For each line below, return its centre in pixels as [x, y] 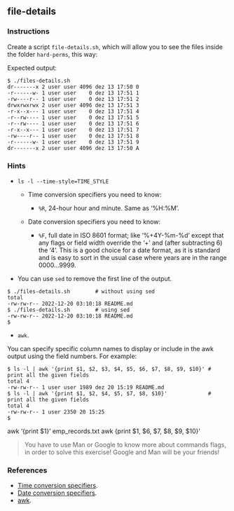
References [27, 470]
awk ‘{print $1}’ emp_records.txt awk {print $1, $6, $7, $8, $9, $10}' [104, 431]
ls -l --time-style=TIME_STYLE [63, 182]
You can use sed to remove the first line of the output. [95, 278]
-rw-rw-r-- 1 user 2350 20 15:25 [56, 412]
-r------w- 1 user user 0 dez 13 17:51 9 [73, 142]
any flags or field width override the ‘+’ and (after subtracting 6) [130, 243]
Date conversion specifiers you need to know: [94, 222]
